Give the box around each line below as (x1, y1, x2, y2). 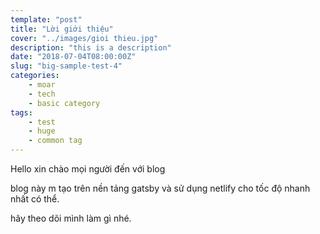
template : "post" (10, 14, 83, 25)
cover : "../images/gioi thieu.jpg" (10, 33, 159, 43)
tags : (10, 107, 33, 118)
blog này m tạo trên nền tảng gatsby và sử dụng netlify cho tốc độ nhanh (10, 182, 311, 194)
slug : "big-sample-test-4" (10, 61, 123, 71)
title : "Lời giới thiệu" (10, 24, 114, 34)
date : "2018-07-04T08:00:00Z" (10, 52, 137, 62)
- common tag (28, 136, 83, 146)
